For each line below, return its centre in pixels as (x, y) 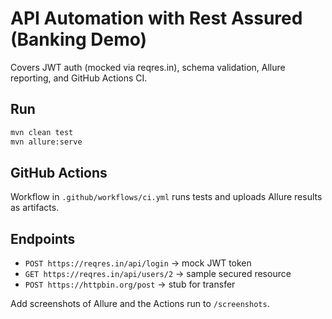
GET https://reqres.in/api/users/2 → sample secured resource (158, 274)
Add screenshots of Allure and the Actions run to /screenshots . (140, 304)
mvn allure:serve (46, 142)
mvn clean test (42, 132)
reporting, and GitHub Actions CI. (79, 78)
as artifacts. (35, 208)
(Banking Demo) (79, 39)
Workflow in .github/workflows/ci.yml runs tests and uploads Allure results (166, 197)
